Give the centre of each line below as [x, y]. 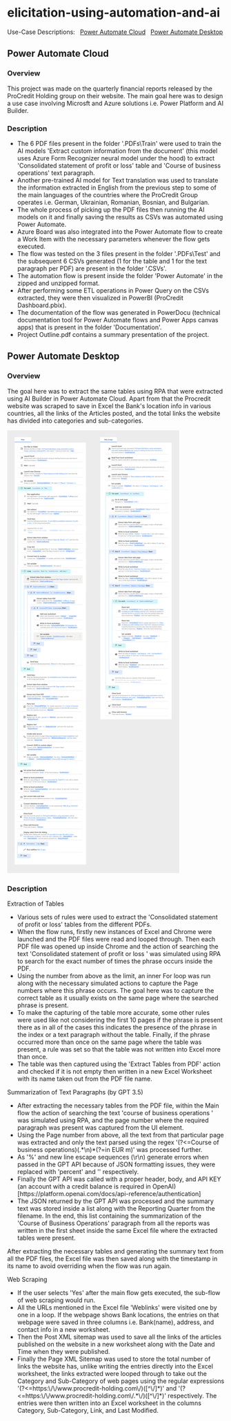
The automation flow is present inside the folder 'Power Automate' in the [120, 275]
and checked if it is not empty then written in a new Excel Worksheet [114, 1071]
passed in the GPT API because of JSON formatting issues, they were [116, 1164]
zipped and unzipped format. [58, 283]
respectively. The [192, 1395]
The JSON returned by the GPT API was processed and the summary [115, 1201]
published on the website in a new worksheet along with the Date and [116, 1344]
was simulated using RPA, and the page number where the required [113, 1120]
